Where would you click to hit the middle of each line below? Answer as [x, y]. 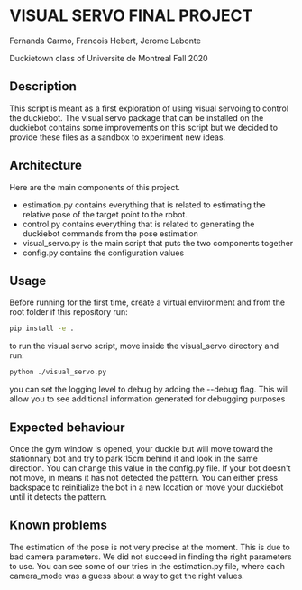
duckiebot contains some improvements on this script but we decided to [143, 127]
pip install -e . [42, 329]
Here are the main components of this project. [95, 187]
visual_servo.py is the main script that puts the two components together [158, 243]
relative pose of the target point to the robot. [105, 214]
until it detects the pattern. [59, 496]
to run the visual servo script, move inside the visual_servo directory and [144, 346]
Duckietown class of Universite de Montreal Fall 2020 [109, 58]
